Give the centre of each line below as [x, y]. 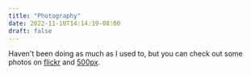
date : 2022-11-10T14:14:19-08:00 [65, 23]
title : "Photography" [45, 16]
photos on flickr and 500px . [54, 62]
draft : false [30, 31]
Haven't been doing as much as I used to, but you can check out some [126, 54]
